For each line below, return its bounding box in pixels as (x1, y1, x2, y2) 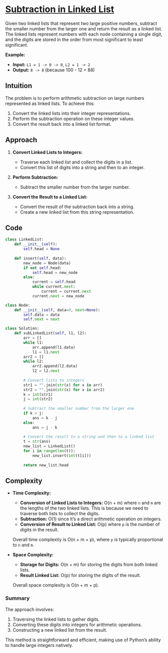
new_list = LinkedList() (23, 444, 76, 449)
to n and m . (12, 542, 34, 548)
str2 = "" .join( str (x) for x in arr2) (23, 387, 105, 392)
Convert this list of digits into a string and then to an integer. (20, 164, 145, 170)
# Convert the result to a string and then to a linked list (23, 434, 155, 439)
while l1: (23, 340, 44, 345)
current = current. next (41, 289, 92, 294)
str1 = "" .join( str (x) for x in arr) (23, 382, 102, 388)
